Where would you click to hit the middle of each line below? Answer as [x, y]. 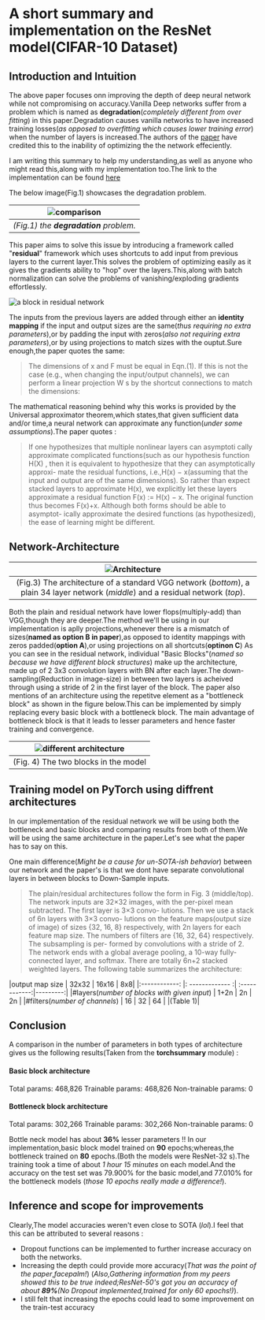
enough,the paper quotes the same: [67, 351]
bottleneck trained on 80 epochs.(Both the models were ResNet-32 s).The [129, 1156]
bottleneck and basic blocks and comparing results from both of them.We [129, 829]
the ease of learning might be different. [92, 522]
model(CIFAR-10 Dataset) [94, 47]
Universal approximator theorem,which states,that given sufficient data [124, 415]
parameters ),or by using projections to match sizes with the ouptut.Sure [125, 342]
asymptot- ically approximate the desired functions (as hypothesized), [142, 514]
